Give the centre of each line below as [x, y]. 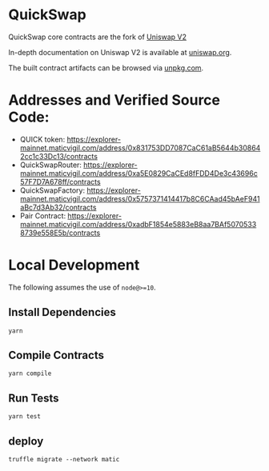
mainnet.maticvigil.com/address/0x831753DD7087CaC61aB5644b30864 [140, 148]
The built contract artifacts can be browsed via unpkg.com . [106, 68]
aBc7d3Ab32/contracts [58, 207]
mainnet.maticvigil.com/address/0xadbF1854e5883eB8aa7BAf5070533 [138, 224]
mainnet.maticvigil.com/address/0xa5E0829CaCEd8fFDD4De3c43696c [139, 173]
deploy [26, 441]
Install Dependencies [62, 312]
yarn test [25, 417]
